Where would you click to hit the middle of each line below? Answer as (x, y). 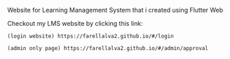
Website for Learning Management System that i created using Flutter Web (115, 10)
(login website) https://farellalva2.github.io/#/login (90, 36)
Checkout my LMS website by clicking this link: (75, 23)
